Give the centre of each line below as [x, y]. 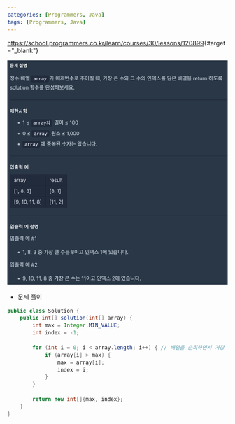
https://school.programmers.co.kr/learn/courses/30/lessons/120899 [106, 43]
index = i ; [73, 370]
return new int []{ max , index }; [78, 400]
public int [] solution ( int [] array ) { [76, 318]
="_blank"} [23, 50]
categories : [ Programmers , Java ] [56, 15]
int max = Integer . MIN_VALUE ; [76, 325]
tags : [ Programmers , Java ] [47, 22]
